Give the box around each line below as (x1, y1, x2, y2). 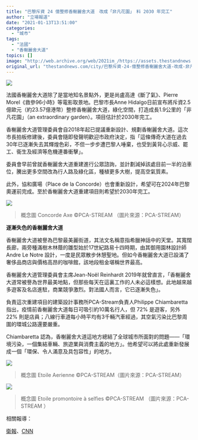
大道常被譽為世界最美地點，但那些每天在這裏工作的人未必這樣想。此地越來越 (6, 278, 192, 286)
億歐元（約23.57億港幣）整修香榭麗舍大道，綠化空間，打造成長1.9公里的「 (6, 106, 187, 113)
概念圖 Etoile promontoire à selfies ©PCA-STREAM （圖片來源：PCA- (20, 395, 190, 402)
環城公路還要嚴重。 (16, 321, 63, 328)
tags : (6, 36, 19, 42)
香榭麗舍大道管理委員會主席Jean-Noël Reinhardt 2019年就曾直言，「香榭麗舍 (6, 271, 192, 278)
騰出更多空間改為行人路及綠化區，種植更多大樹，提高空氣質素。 (16, 168, 171, 175)
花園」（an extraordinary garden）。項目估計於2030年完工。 (11, 113, 155, 121)
